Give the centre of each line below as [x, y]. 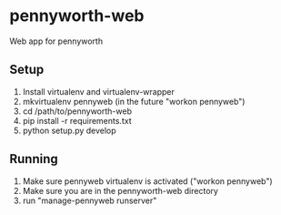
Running [34, 159]
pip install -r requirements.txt [77, 120]
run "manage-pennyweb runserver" [90, 200]
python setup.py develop [69, 130]
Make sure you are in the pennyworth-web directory [120, 190]
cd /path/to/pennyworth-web [77, 111]
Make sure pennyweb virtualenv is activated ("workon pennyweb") [147, 181]
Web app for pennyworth [56, 41]
